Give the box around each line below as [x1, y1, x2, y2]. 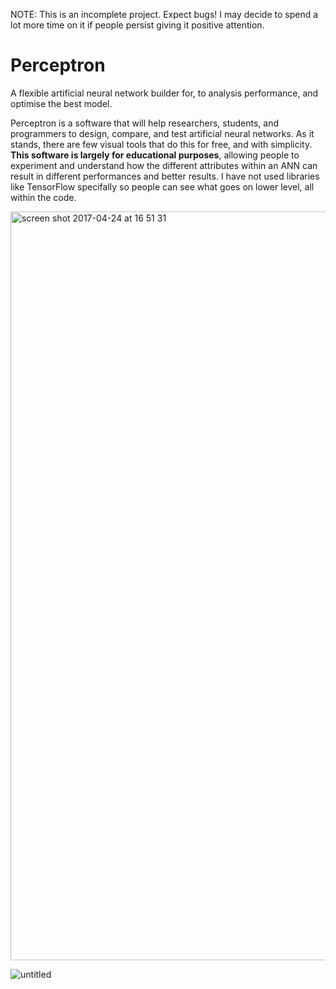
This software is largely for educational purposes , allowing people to [10, 149, 300, 161]
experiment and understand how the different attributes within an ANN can [10, 159, 318, 171]
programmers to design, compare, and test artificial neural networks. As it [10, 127, 315, 139]
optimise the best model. [10, 97, 113, 109]
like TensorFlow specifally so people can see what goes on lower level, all [10, 180, 315, 193]
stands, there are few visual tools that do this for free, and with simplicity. [10, 138, 313, 150]
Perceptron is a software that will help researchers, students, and [10, 117, 280, 129]
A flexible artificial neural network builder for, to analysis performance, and [10, 87, 319, 99]
